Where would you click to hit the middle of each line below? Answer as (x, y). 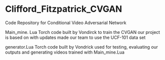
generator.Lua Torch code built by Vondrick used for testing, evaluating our (82, 47)
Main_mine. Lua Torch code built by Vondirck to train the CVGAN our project (83, 32)
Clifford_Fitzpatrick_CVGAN (64, 9)
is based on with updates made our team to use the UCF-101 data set (75, 37)
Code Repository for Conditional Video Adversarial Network (66, 23)
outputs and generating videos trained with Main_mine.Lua (65, 52)
